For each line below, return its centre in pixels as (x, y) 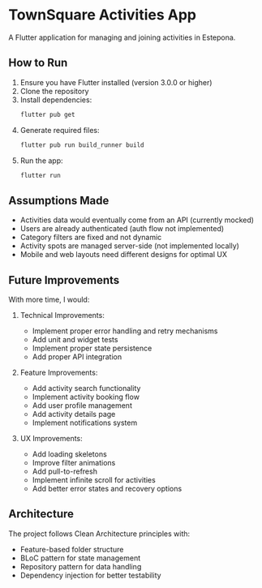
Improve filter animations (74, 463)
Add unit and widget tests (75, 339)
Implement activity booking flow (86, 397)
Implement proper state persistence (92, 348)
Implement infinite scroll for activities (94, 480)
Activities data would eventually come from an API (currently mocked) (137, 220)
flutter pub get (47, 114)
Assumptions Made (59, 200)
